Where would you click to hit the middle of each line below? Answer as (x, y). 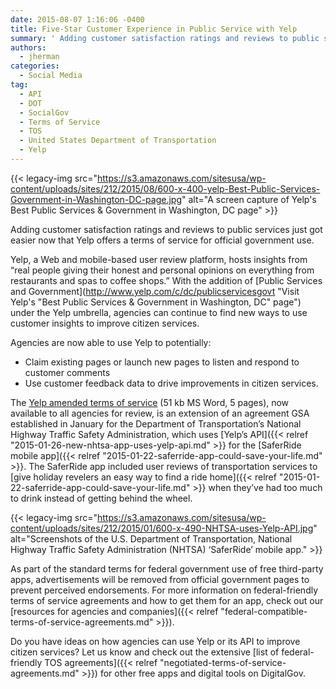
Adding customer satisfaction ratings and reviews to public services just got (166, 229)
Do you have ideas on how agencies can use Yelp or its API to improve (155, 641)
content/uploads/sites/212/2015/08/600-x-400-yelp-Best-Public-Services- (165, 188)
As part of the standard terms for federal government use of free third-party (167, 568)
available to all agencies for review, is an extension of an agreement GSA (160, 413)
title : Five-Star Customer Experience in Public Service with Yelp (154, 29)
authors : (28, 47)
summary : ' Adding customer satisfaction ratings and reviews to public (165, 38)
